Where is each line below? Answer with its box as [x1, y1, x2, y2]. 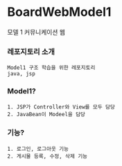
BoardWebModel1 [7, 4, 112, 20]
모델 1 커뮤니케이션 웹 [7, 28, 66, 36]
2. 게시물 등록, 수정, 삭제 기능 [7, 153, 88, 160]
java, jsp [7, 71, 36, 77]
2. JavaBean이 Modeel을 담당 [7, 111, 85, 118]
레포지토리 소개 [7, 46, 55, 56]
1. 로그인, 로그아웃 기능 [7, 145, 69, 152]
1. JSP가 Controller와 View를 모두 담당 [7, 103, 116, 111]
